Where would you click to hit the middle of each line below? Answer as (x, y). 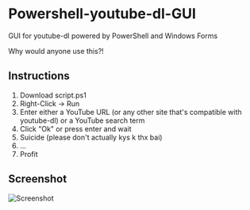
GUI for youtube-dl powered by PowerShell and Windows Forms (113, 36)
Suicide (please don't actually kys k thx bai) (91, 137)
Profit (29, 154)
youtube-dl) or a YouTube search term (82, 120)
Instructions (39, 76)
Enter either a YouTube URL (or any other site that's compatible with (131, 112)
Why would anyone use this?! (56, 51)
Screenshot (38, 179)
